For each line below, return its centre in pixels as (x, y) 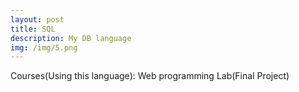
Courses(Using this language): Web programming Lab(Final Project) (150, 76)
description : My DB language (71, 38)
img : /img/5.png (44, 47)
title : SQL (33, 29)
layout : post (37, 19)
